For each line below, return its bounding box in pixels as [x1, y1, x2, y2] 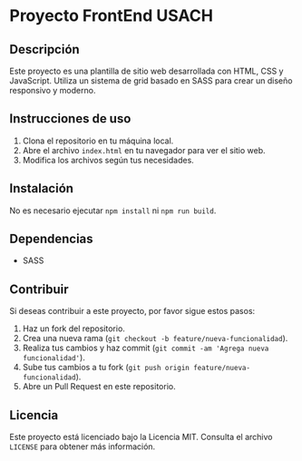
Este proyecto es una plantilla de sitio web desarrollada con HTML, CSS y [9, 65, 284, 76]
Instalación [9, 181, 74, 196]
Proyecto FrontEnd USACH [9, 5, 213, 26]
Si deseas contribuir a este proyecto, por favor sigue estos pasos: [9, 306, 256, 317]
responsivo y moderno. [9, 85, 96, 95]
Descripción [9, 42, 80, 57]
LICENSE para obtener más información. [9, 441, 156, 452]
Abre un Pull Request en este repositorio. [22, 381, 176, 392]
